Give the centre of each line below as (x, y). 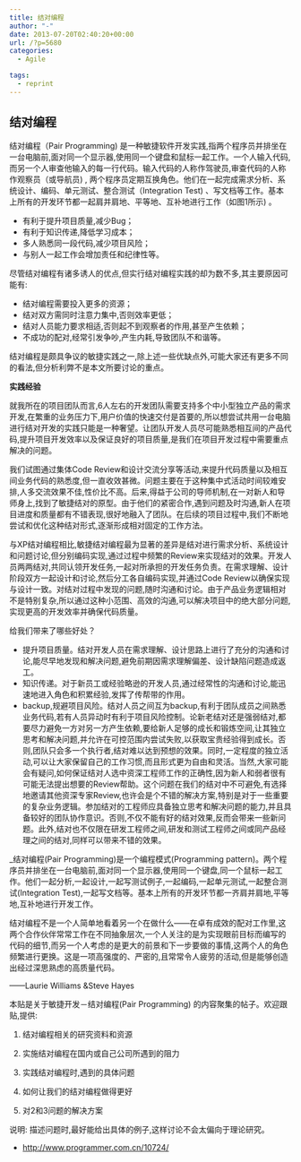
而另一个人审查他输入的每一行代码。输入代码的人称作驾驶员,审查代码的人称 (148, 168)
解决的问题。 (33, 450)
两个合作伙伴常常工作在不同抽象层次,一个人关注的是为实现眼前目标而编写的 (148, 934)
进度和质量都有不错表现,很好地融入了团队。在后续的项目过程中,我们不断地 (153, 514)
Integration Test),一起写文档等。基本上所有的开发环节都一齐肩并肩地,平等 (155, 892)
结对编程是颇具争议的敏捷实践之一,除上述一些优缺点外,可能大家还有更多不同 (149, 356)
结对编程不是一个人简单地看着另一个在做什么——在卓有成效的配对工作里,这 (148, 923)
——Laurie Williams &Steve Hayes (72, 986)
